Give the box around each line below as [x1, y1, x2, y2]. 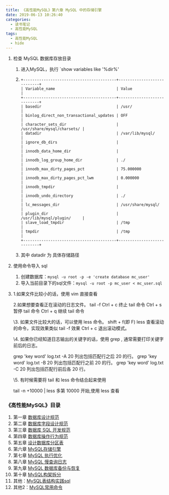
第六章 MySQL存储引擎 [13, 446, 61, 452]
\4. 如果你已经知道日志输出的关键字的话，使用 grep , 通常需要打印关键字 [13, 336, 164, 342]
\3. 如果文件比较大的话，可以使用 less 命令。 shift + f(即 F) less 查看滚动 [13, 319, 164, 325]
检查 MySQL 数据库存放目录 [13, 55, 72, 61]
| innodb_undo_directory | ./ [20, 193, 126, 198]
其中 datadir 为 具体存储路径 [20, 252, 80, 258]
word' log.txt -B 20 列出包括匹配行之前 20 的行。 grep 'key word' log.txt [13, 359, 164, 366]
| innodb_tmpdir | [20, 184, 119, 189]
